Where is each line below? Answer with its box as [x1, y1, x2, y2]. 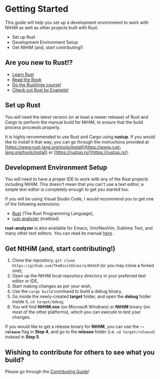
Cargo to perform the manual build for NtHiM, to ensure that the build [5, 119, 144, 125]
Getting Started [5, 3, 69, 15]
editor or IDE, [12, 278, 39, 284]
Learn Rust [12, 72, 34, 77]
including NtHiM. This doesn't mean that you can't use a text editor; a [5, 181, 144, 187]
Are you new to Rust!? [5, 58, 73, 67]
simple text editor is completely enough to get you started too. [5, 186, 129, 193]
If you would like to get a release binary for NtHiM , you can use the [5, 324, 139, 329]
